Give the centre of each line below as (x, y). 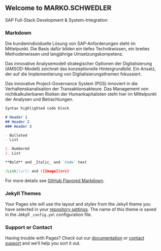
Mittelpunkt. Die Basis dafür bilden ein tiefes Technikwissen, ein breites (77, 49)
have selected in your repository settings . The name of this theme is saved (81, 210)
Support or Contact (29, 227)
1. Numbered (17, 149)
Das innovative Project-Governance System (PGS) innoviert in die (71, 84)
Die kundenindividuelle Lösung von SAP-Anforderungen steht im (70, 43)
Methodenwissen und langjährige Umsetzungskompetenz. (64, 54)
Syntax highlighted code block (37, 108)
